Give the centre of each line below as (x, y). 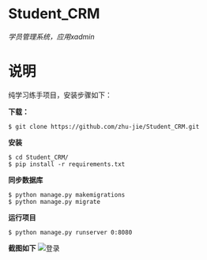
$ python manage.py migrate (55, 202)
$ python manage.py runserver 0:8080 (70, 232)
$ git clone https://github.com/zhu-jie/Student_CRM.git (104, 126)
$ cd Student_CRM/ (38, 157)
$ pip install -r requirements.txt (67, 164)
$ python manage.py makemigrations (67, 194)
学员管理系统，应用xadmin (51, 36)
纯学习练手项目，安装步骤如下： (60, 95)
